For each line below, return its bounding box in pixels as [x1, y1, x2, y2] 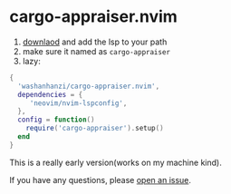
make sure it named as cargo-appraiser [22, 45, 170, 56]
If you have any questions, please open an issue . [9, 174, 192, 185]
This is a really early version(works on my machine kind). [9, 157, 222, 168]
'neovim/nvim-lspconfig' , [29, 98, 128, 108]
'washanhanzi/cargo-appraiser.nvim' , [17, 82, 160, 91]
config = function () [17, 115, 95, 124]
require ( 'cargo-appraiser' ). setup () [25, 124, 165, 133]
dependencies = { [17, 90, 83, 99]
